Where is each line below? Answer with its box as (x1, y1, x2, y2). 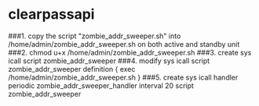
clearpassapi (8, 5, 95, 23)
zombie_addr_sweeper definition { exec (8, 64, 136, 73)
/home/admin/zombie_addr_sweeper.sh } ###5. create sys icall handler (8, 72, 239, 82)
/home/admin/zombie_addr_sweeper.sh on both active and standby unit (8, 39, 240, 48)
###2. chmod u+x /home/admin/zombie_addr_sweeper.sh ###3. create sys (8, 48, 252, 57)
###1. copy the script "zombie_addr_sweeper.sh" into (8, 31, 181, 41)
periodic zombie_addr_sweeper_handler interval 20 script (8, 80, 195, 90)
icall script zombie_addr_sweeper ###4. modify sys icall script (8, 56, 210, 65)
